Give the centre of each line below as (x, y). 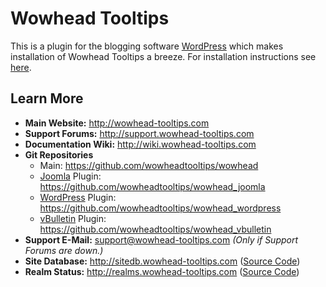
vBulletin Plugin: (73, 218)
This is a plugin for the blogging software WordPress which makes (147, 46)
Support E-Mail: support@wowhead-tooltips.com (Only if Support (161, 239)
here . (21, 67)
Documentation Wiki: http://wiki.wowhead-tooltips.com (140, 144)
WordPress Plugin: (78, 197)
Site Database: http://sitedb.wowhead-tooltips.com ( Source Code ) (162, 261)
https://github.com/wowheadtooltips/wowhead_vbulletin (155, 229)
